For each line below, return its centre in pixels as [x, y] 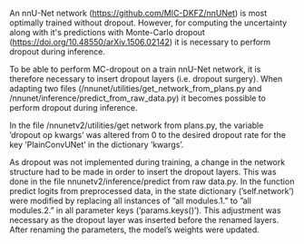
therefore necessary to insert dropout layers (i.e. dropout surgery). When [146, 79]
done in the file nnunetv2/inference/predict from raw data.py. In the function [152, 181]
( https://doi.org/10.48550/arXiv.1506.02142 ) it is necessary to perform [140, 42]
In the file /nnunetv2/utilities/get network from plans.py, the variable [137, 125]
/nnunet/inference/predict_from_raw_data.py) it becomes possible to [137, 98]
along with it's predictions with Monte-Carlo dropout [108, 32]
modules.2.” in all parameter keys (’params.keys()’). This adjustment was [145, 210]
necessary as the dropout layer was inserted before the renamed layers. [144, 220]
